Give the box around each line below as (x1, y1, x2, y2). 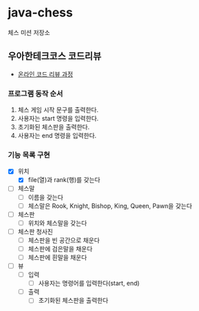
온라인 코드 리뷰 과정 (17, 70, 73, 78)
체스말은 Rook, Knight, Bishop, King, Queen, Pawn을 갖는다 (27, 201, 193, 210)
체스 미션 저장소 (8, 28, 51, 36)
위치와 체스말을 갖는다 (27, 218, 88, 227)
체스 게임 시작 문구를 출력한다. (17, 106, 99, 114)
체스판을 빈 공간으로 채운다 (27, 235, 100, 244)
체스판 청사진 (17, 227, 54, 235)
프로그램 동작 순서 (8, 89, 64, 98)
